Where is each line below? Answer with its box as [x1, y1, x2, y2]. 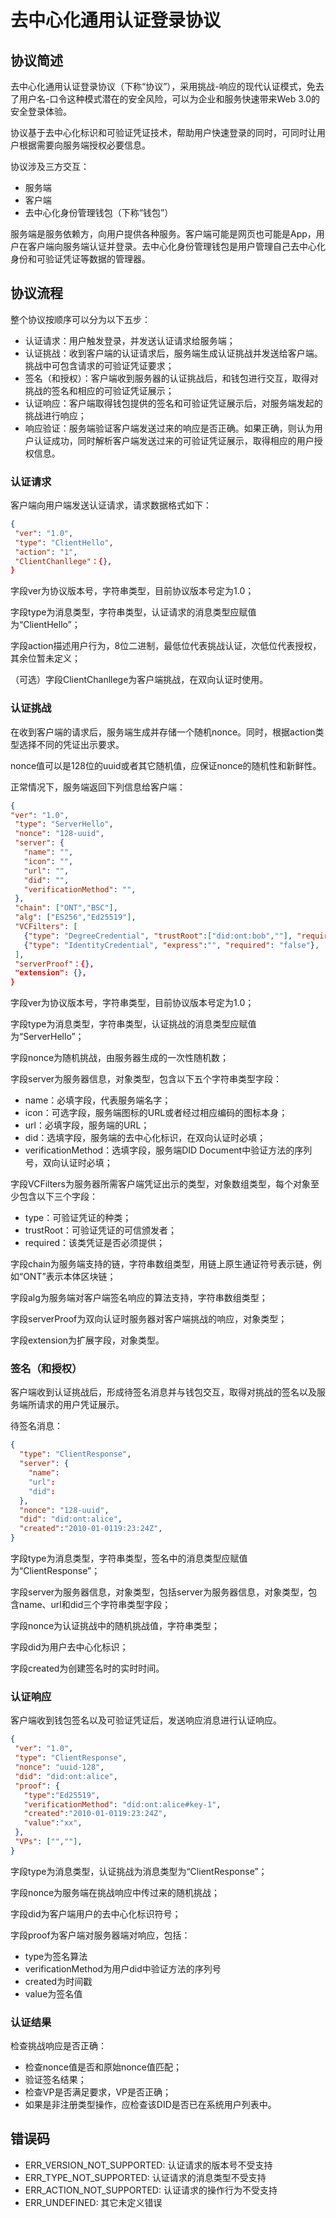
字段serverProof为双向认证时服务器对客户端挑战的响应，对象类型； [10, 1313, 288, 1325]
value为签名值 [24, 1987, 83, 2000]
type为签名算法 [24, 1950, 88, 1962]
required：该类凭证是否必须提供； [24, 1237, 166, 1249]
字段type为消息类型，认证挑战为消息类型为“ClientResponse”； [10, 1865, 268, 1877]
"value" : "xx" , [23, 1818, 83, 1828]
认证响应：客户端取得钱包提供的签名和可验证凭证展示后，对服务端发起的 [24, 397, 323, 409]
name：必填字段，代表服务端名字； [24, 1094, 172, 1106]
